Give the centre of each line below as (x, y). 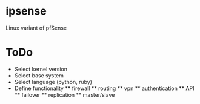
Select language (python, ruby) (53, 82)
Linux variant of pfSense (36, 28)
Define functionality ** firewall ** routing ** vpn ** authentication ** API (104, 88)
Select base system (39, 75)
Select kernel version (41, 69)
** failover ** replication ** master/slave (65, 94)
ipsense (26, 11)
